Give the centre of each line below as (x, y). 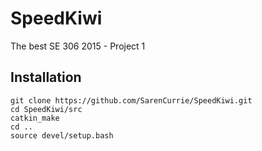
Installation (46, 77)
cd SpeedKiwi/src (46, 109)
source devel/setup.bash (62, 135)
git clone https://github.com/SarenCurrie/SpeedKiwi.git (131, 100)
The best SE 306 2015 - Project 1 (78, 46)
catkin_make (35, 118)
